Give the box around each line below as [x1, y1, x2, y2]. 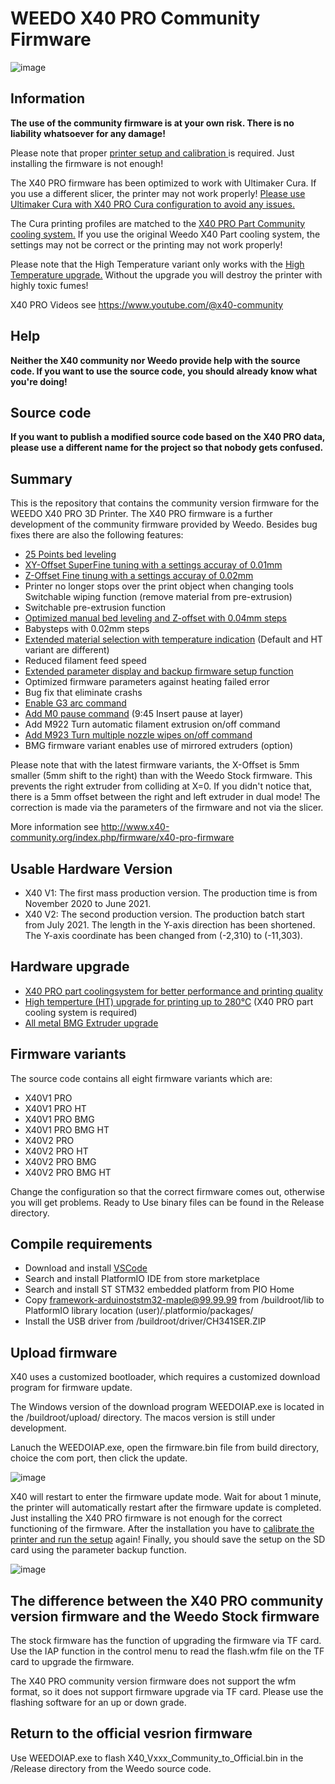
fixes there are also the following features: [10, 529, 184, 541]
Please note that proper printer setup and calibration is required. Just [10, 147, 295, 159]
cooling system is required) [24, 1006, 138, 1018]
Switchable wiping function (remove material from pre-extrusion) [24, 591, 293, 603]
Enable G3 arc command [24, 697, 127, 709]
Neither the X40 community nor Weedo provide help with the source [10, 354, 301, 366]
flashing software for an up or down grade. [10, 1697, 187, 1709]
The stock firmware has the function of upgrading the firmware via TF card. [10, 1635, 322, 1647]
